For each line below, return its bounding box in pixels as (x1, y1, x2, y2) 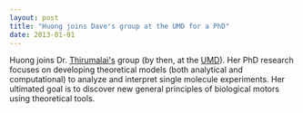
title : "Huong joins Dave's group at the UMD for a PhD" (9, 22, 230, 31)
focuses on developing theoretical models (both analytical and (9, 64, 244, 75)
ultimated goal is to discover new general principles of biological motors (9, 83, 280, 95)
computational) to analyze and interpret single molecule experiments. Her (9, 74, 285, 85)
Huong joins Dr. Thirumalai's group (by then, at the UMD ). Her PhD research (9, 55, 294, 66)
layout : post (9, 13, 59, 23)
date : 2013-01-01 (9, 30, 76, 39)
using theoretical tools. (9, 93, 96, 104)
